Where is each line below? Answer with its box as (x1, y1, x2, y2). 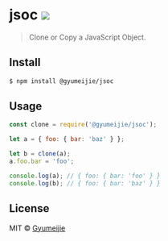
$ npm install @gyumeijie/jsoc (9, 77, 114, 85)
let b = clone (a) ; (9, 150, 71, 158)
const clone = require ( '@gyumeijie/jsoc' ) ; (9, 121, 158, 129)
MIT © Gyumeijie (9, 223, 66, 233)
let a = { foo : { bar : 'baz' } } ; (9, 135, 125, 143)
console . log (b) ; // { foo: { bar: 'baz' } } (9, 179, 161, 187)
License (9, 202, 50, 215)
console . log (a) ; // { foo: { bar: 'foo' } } (9, 172, 161, 180)
